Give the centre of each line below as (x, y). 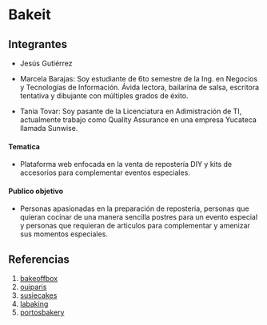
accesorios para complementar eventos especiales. (105, 172)
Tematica (24, 146)
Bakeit (30, 15)
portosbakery (42, 312)
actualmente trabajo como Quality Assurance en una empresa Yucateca (138, 120)
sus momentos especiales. (64, 234)
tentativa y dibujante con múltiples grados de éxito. (104, 96)
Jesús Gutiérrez (46, 63)
